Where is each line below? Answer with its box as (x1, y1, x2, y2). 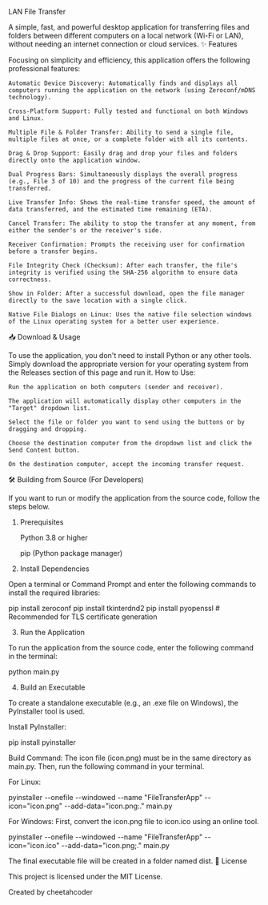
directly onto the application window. (8, 156, 142, 164)
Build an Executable (19, 682, 86, 692)
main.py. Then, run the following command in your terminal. (8, 762, 205, 771)
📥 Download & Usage (8, 332, 81, 341)
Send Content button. (8, 446, 81, 454)
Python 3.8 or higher (19, 533, 88, 542)
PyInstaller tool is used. (8, 706, 86, 716)
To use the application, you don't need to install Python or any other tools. (8, 351, 252, 360)
